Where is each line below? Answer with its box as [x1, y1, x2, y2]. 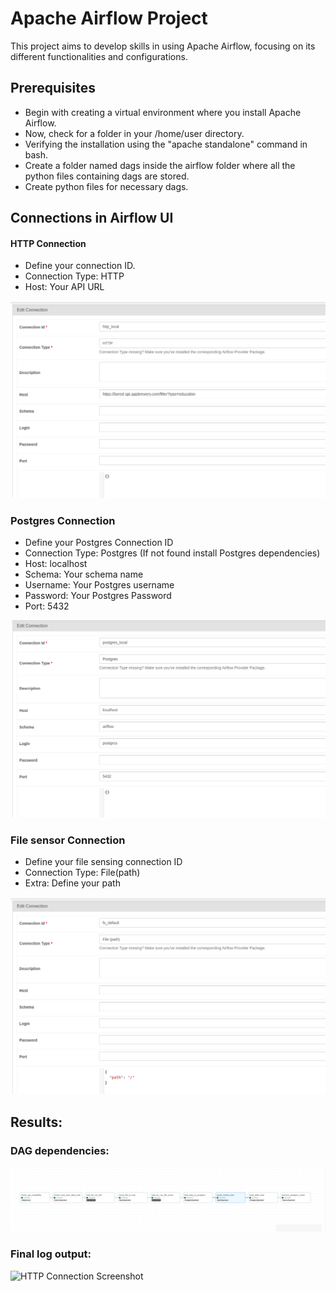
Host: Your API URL [24, 281, 105, 293]
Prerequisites [10, 80, 96, 97]
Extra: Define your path [24, 877, 121, 889]
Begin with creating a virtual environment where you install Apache [24, 106, 302, 118]
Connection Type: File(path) [24, 866, 141, 878]
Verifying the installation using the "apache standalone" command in [24, 138, 308, 150]
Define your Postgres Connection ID [24, 537, 174, 549]
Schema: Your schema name [24, 568, 144, 581]
